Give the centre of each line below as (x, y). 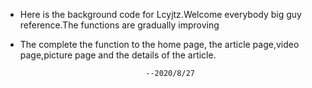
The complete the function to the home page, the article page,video (159, 44)
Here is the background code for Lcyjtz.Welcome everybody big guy (160, 14)
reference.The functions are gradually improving (119, 25)
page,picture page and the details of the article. (118, 55)
